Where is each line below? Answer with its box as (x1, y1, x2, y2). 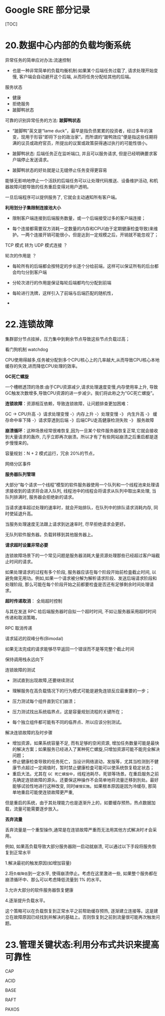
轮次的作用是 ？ (5, 252, 37, 258)
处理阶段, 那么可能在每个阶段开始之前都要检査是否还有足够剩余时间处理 (5, 581, 150, 587)
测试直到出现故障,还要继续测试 (12, 677, 74, 683)
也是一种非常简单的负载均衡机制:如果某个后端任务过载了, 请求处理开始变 (12, 67, 158, 73)
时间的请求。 (9, 558, 35, 564)
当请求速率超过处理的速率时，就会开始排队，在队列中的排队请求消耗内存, (5, 504, 153, 510)
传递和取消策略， (5, 615, 40, 620)
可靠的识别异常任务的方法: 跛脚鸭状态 (5, 117, 81, 123)
